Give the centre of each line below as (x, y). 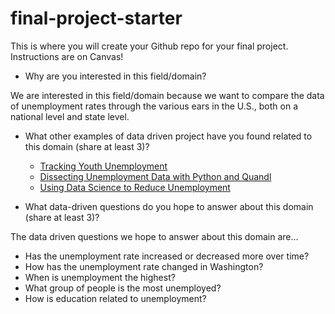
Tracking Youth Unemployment (103, 166)
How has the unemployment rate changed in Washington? (144, 266)
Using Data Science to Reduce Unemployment (135, 187)
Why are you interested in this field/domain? (115, 76)
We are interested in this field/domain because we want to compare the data (167, 95)
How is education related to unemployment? (115, 298)
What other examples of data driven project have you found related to (168, 136)
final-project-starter (96, 18)
